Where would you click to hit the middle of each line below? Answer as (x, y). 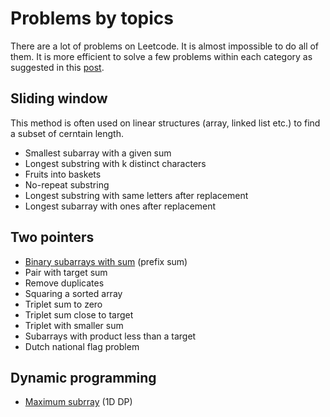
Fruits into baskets (63, 174)
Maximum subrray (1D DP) (78, 402)
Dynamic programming (83, 377)
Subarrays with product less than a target (110, 336)
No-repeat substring (67, 184)
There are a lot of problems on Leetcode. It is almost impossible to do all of (165, 46)
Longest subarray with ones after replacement (120, 206)
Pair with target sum (66, 272)
